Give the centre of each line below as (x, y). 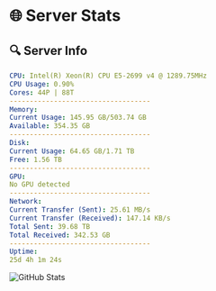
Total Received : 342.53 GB (60, 235)
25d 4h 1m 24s (36, 260)
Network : (26, 202)
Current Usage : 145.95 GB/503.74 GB (78, 118)
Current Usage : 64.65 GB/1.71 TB (72, 151)
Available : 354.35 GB (50, 126)
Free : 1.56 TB (36, 159)
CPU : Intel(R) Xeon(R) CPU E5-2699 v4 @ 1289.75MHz (108, 76)
